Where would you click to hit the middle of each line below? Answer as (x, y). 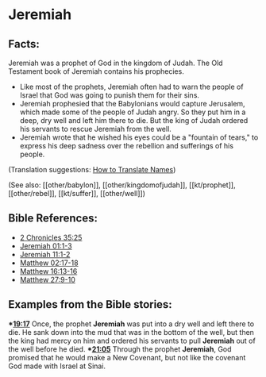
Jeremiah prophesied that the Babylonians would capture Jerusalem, (132, 104)
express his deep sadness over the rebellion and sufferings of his (127, 146)
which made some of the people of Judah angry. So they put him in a (133, 112)
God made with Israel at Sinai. (57, 366)
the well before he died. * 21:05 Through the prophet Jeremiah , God (120, 349)
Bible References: (53, 219)
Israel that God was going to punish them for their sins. (110, 95)
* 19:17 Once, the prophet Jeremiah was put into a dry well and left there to (131, 324)
